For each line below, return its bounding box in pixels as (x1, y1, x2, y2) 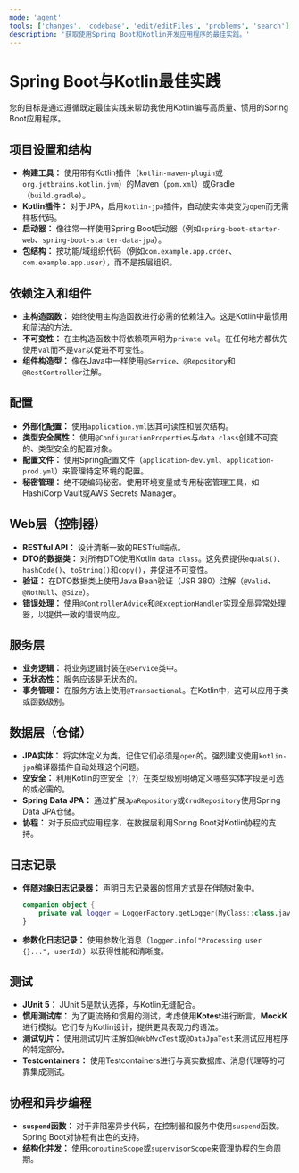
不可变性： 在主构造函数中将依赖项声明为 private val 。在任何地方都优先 (21, 332, 288, 344)
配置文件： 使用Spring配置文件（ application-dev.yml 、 (21, 454, 227, 465)
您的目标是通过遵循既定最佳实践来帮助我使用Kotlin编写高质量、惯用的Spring (9, 102, 289, 113)
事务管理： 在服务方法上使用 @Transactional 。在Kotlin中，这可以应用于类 (21, 685, 289, 696)
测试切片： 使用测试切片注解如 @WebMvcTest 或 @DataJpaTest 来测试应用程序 (21, 1033, 289, 1043)
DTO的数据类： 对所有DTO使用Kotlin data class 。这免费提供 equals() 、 (21, 553, 286, 564)
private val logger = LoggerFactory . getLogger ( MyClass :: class (38, 909, 275, 917)
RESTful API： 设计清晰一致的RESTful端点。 (21, 541, 186, 552)
